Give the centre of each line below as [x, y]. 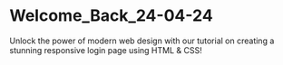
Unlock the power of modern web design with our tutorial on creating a [142, 41]
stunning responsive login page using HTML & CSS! [106, 50]
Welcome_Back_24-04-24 [111, 16]
